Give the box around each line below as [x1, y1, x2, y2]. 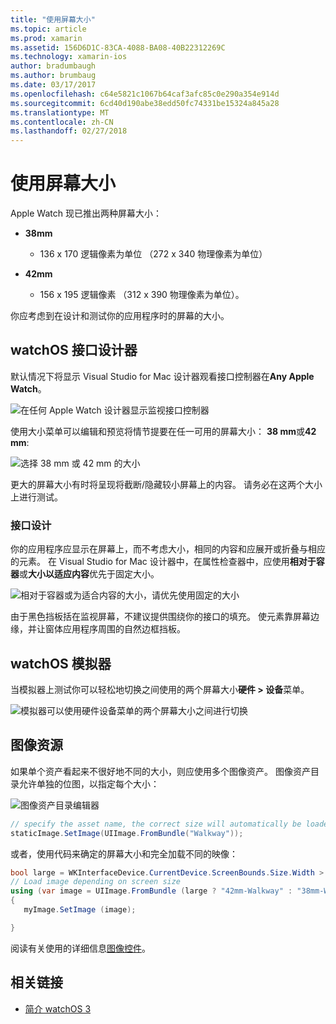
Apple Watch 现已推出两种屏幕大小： [10, 207, 162, 220]
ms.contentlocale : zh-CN [10, 117, 114, 127]
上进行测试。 [10, 491, 63, 503]
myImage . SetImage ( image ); [23, 905, 137, 915]
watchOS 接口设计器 [10, 342, 138, 359]
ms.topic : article [10, 24, 87, 34]
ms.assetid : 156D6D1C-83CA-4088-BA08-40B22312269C [10, 42, 226, 53]
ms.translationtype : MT [10, 107, 110, 118]
